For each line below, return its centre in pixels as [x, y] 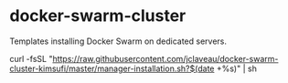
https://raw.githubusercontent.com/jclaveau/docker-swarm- [165, 58]
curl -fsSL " [31, 58]
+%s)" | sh [237, 68]
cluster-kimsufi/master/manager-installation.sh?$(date [112, 68]
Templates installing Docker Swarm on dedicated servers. [118, 41]
